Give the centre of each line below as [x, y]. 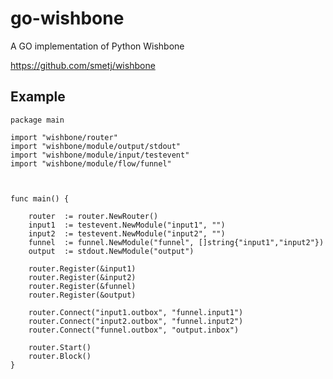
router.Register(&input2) [82, 277]
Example [38, 97]
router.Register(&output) [82, 295]
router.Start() [60, 347]
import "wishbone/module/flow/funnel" [91, 163]
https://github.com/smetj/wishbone [83, 65]
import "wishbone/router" [64, 137]
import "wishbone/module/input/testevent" [100, 155]
